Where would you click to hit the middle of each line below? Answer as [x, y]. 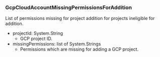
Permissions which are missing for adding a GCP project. [79, 49]
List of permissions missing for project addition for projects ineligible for [80, 18]
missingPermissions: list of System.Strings [57, 44]
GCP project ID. [36, 38]
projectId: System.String [38, 33]
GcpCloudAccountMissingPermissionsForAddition [69, 7]
